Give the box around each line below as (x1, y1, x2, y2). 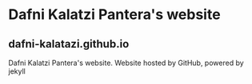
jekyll (8, 67, 26, 76)
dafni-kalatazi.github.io (8, 37, 130, 51)
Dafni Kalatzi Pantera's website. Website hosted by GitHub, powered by (8, 58, 244, 67)
